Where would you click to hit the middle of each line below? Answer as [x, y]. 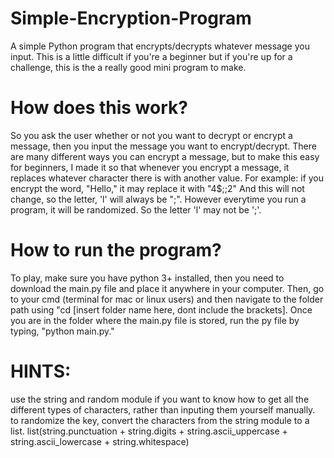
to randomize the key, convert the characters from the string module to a [160, 420]
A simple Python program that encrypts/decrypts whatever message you [160, 46]
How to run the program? [116, 250]
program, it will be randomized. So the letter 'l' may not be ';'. [136, 209]
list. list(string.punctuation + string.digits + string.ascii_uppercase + [149, 431]
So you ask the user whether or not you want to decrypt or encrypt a [151, 135]
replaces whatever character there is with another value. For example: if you [167, 178]
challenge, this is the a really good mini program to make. [128, 67]
